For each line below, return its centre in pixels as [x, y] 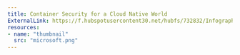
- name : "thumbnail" [38, 34]
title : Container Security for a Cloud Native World [87, 14]
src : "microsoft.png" [46, 41]
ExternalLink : [29, 21]
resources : [24, 27]
